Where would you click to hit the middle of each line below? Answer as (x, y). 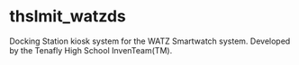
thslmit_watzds (68, 16)
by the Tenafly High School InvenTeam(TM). (91, 50)
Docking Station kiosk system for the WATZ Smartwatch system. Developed (150, 41)
